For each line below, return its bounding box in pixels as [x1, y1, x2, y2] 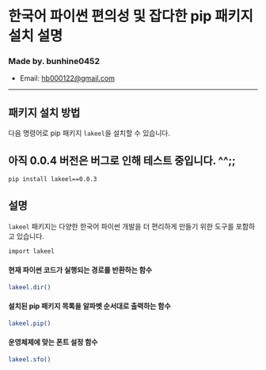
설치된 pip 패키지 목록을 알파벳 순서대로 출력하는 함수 [8, 301, 172, 311]
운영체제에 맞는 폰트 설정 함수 [8, 338, 98, 347]
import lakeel [8, 247, 55, 255]
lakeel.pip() [8, 319, 51, 327]
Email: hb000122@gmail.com [19, 74, 115, 83]
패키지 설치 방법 [8, 106, 81, 119]
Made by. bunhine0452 [8, 56, 101, 67]
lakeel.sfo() [8, 356, 51, 364]
